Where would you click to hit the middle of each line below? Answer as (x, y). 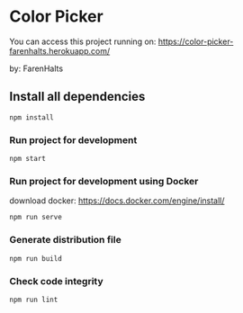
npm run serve (36, 218)
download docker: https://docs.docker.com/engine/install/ (117, 201)
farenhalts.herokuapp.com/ (60, 50)
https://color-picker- (196, 41)
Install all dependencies (77, 97)
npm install (31, 117)
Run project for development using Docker (104, 181)
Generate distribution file (65, 240)
